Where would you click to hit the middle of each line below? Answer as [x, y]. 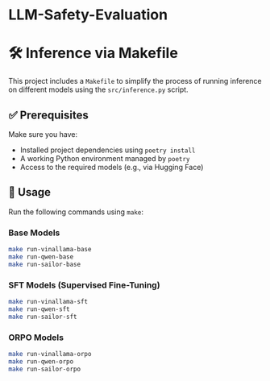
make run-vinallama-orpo [50, 354]
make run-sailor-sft [43, 317]
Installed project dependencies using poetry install [108, 150]
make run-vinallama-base [50, 250]
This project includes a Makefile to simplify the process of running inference [135, 81]
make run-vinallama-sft [48, 301]
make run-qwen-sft [39, 309]
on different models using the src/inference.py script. [98, 89]
